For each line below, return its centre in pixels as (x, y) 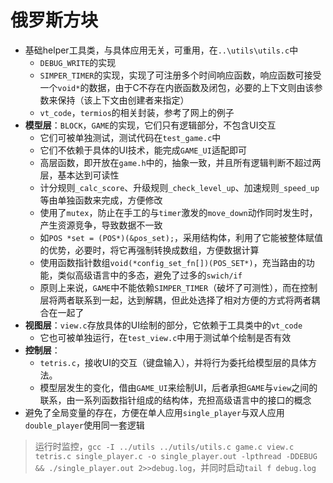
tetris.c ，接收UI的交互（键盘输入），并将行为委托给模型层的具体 (174, 362)
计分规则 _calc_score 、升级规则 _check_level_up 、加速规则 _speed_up (179, 187)
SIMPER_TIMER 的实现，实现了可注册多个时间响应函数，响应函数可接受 (180, 75)
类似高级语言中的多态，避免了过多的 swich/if (150, 275)
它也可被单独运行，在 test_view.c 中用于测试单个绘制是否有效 (165, 337)
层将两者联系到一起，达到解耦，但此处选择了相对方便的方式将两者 (175, 300)
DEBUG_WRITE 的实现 (78, 62)
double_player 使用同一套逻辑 (84, 425)
